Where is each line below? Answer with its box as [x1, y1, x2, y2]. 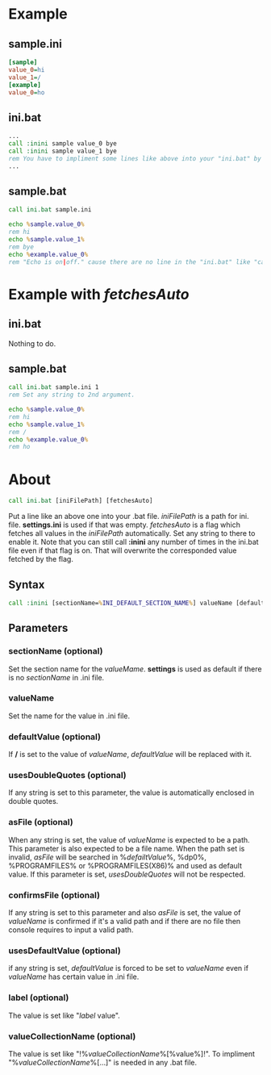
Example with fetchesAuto [8, 285, 190, 303]
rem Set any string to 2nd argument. [8, 391, 135, 399]
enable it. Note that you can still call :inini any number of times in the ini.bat [8, 537, 260, 547]
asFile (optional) [8, 817, 74, 828]
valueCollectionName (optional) [8, 1031, 136, 1042]
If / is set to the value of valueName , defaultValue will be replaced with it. [8, 750, 252, 759]
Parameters [8, 621, 69, 635]
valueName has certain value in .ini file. [8, 972, 140, 981]
